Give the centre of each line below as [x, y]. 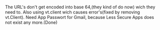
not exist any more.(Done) [31, 22]
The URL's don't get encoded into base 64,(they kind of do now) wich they [80, 7]
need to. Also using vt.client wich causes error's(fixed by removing [73, 12]
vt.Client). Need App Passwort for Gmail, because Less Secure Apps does [80, 17]
